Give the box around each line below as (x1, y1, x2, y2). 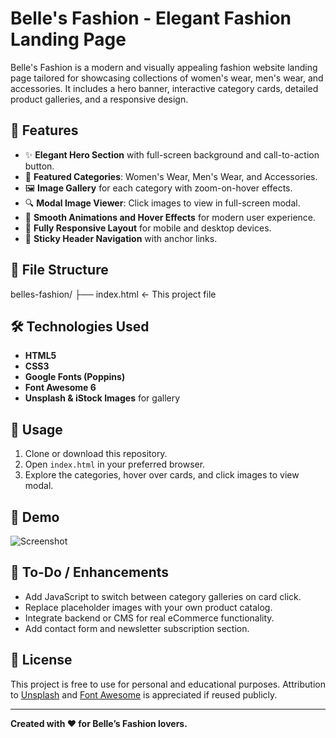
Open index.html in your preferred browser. (24, 458, 206, 471)
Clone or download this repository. (24, 448, 168, 460)
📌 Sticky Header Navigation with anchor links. (24, 232, 218, 244)
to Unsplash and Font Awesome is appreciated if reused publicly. (10, 688, 278, 701)
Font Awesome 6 (24, 382, 97, 394)
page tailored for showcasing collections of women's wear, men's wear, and (10, 72, 324, 84)
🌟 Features (10, 122, 79, 139)
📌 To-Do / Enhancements (10, 564, 170, 581)
